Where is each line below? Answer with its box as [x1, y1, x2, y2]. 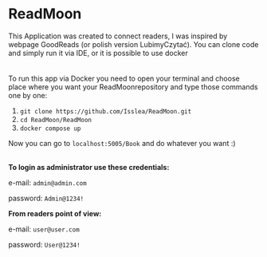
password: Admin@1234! [8, 193, 84, 203]
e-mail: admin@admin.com [8, 177, 87, 188]
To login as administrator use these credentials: [8, 162, 170, 172]
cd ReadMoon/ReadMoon [19, 116, 92, 124]
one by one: [8, 90, 48, 100]
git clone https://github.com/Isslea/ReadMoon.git [19, 107, 192, 116]
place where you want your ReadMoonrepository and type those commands [8, 81, 258, 92]
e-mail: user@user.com [8, 224, 80, 234]
